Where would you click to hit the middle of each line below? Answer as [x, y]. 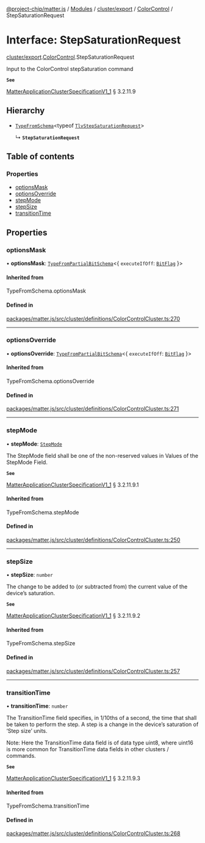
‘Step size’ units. [27, 730]
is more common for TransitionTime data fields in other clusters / [88, 749]
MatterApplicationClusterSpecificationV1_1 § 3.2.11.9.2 [74, 616]
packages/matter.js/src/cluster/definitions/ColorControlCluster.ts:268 [93, 834]
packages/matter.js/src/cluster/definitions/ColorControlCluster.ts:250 [93, 540]
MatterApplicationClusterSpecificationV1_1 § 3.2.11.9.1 [73, 485]
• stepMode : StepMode [34, 444]
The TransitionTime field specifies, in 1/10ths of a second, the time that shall [102, 717]
